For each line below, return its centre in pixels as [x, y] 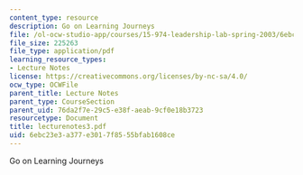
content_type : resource [54, 18]
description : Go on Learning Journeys [82, 26]
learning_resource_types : [58, 60]
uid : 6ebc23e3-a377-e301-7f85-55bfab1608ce [92, 135]
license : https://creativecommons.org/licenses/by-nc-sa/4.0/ [129, 77]
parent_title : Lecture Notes [64, 93]
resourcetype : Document [54, 118]
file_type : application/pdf [62, 51]
